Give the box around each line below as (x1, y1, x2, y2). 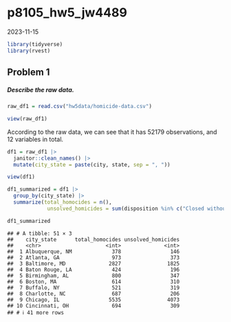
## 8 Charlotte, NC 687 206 (7, 290, 180, 297)
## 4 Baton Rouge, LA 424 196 (7, 266, 180, 273)
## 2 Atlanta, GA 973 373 (7, 254, 180, 261)
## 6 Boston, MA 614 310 (7, 278, 180, 285)
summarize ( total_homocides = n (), (13, 199, 112, 206)
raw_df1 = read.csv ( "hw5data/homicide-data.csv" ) (7, 103, 153, 110)
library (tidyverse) (7, 41, 63, 47)
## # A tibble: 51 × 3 (7, 230, 72, 237)
